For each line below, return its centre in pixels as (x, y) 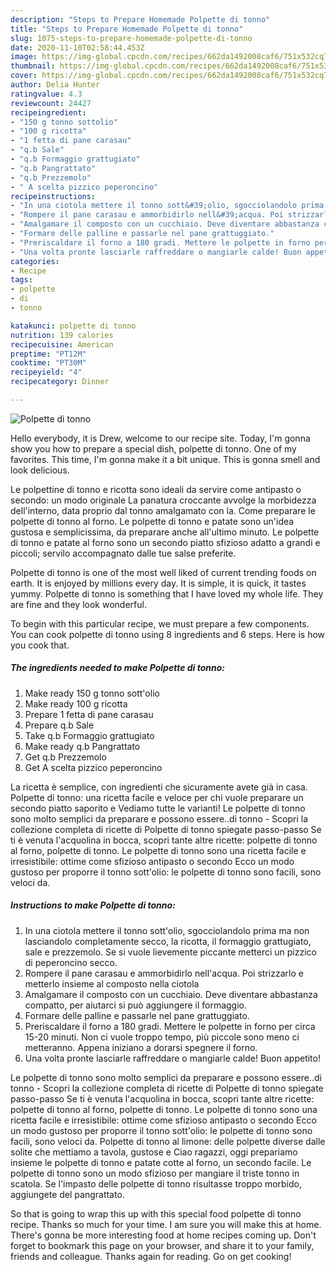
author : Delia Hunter (55, 85)
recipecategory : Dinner (60, 382)
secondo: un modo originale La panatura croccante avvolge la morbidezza (163, 500)
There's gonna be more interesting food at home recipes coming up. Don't (163, 1235)
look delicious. (40, 470)
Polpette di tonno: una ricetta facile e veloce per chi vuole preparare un (157, 797)
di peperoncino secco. (71, 962)
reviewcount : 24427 (51, 103)
